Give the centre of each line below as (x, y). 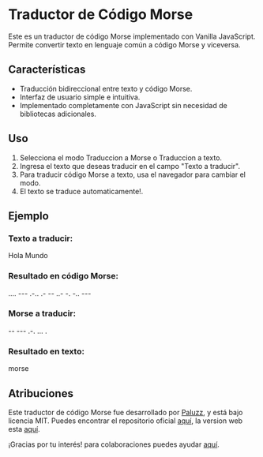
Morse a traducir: (42, 313)
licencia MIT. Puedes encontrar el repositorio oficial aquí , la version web (126, 421)
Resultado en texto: (47, 351)
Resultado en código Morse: (63, 276)
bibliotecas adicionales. (58, 114)
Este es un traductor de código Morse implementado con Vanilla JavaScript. (132, 36)
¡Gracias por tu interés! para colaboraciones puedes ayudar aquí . (114, 444)
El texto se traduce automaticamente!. (81, 191)
